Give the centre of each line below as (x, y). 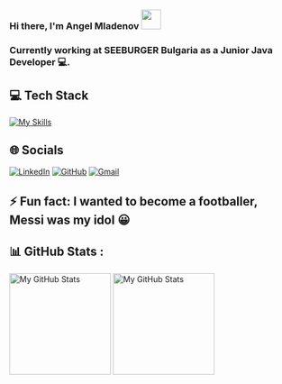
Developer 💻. (40, 61)
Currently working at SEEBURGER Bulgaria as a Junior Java (141, 50)
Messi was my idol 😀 (70, 219)
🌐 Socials (37, 150)
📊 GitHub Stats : (57, 252)
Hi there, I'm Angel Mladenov (74, 25)
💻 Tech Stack (49, 96)
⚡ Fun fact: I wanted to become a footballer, (134, 201)
